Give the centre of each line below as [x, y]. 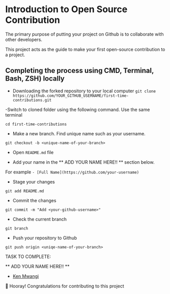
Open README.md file [33, 152]
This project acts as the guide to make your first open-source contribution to [85, 49]
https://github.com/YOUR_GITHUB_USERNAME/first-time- [71, 96]
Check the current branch [40, 219]
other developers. [24, 40]
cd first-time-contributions [36, 124]
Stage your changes [33, 181]
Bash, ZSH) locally [35, 79]
